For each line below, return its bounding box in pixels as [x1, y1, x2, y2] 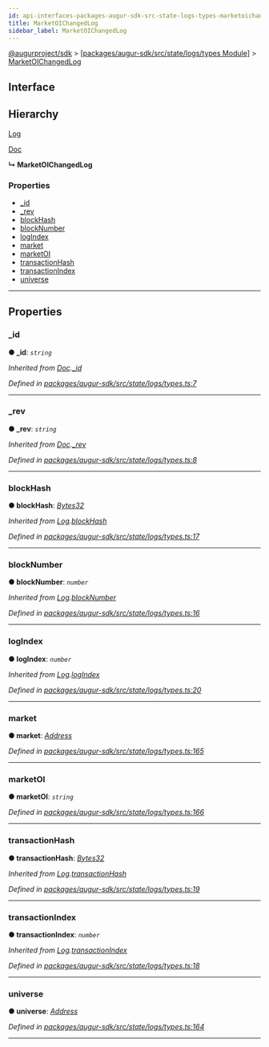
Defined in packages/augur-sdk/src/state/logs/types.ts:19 [8, 884, 200, 893]
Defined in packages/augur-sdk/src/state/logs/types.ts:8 [8, 455, 198, 464]
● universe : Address [8, 1006, 78, 1017]
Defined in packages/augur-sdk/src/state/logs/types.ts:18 [8, 961, 200, 970]
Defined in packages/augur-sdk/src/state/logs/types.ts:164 [8, 1022, 205, 1032]
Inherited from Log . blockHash [8, 516, 107, 526]
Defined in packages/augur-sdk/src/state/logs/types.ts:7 [8, 378, 197, 388]
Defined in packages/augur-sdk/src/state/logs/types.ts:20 [8, 685, 202, 695]
